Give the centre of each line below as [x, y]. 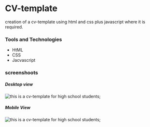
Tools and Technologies [34, 39]
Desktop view [19, 84]
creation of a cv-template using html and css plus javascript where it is [75, 22]
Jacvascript [24, 60]
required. [14, 27]
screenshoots [22, 73]
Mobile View [18, 107]
